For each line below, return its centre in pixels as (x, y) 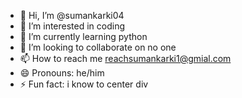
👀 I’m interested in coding (72, 26)
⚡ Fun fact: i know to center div (84, 84)
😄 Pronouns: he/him (62, 73)
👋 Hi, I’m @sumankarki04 (72, 15)
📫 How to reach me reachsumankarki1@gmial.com (125, 58)
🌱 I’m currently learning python (83, 36)
